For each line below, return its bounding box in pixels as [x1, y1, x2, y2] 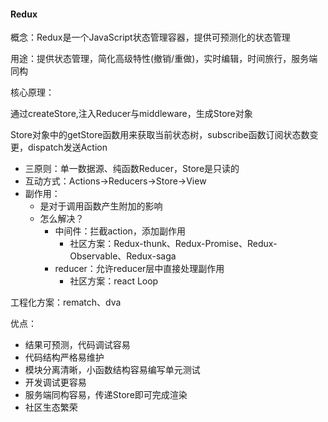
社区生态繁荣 [24, 401, 78, 414]
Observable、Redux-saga [69, 250, 177, 262]
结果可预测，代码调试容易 [24, 339, 131, 351]
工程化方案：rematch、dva [10, 296, 122, 309]
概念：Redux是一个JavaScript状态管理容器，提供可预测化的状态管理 [10, 31, 291, 44]
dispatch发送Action [27, 141, 108, 154]
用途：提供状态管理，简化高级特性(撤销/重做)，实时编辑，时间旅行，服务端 [10, 53, 318, 65]
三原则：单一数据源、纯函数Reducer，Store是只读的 [24, 163, 240, 175]
